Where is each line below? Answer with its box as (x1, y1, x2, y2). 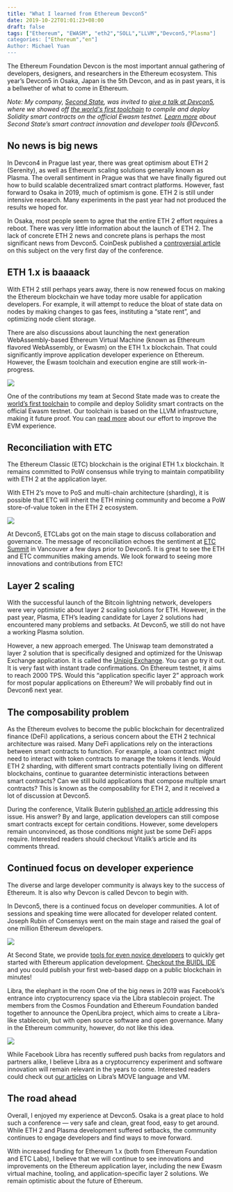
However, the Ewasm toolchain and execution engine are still (7, 357, 182, 366)
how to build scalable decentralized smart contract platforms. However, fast (7, 181, 225, 189)
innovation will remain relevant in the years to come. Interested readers (7, 1065, 211, 1073)
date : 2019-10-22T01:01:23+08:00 (7, 17, 104, 24)
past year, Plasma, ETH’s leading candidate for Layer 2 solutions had (7, 613, 204, 622)
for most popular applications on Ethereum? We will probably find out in (7, 678, 213, 687)
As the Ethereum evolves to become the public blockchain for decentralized (7, 725, 225, 733)
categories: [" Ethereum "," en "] (7, 36, 98, 43)
